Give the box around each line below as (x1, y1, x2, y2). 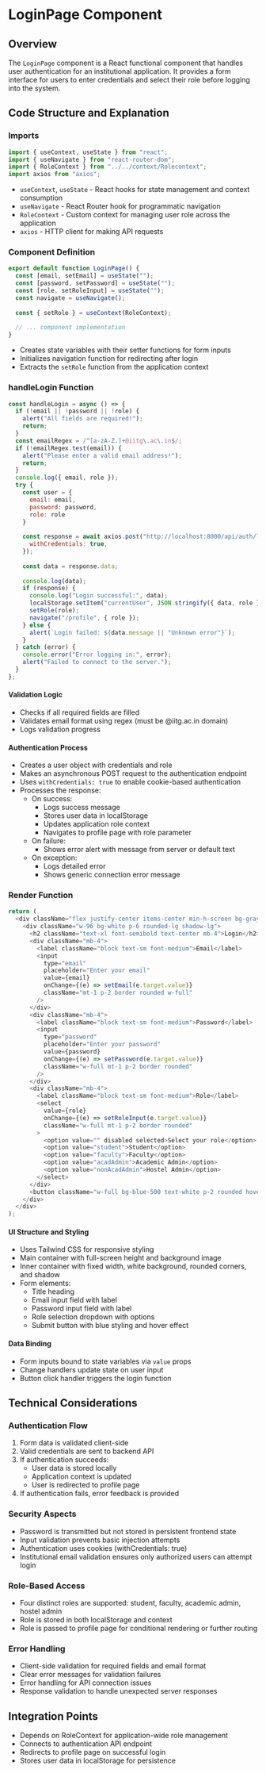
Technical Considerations (8, 1396, 138, 1410)
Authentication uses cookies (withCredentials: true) (19, 1543, 188, 1552)
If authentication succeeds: (19, 1455, 109, 1464)
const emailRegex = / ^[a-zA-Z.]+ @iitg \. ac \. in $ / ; (15, 436, 182, 445)
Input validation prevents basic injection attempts (19, 1535, 180, 1545)
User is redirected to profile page (31, 1480, 140, 1490)
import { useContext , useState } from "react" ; (8, 148, 169, 156)
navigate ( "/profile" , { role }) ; (28, 613, 140, 622)
